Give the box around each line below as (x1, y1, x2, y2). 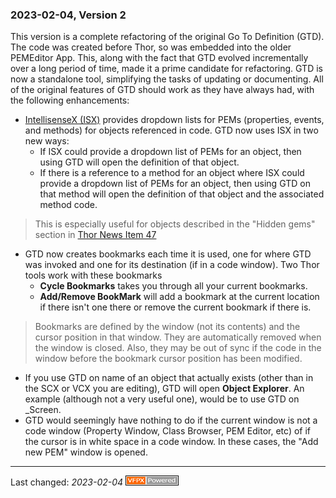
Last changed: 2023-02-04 (10, 476, 124, 488)
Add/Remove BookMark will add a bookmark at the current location (39, 291, 320, 303)
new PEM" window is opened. (24, 446, 148, 458)
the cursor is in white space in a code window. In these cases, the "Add (24, 436, 319, 448)
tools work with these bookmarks (24, 269, 163, 282)
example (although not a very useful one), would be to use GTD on (24, 393, 300, 405)
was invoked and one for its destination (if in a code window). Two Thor (24, 259, 320, 271)
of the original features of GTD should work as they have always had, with (10, 84, 315, 96)
